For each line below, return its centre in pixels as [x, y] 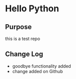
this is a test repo [23, 39]
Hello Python [32, 9]
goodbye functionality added [42, 66]
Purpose [19, 27]
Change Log [24, 54]
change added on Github [38, 71]
